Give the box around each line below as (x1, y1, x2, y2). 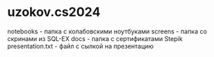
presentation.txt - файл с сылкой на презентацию (7, 42, 154, 50)
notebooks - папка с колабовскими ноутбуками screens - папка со (7, 27, 208, 35)
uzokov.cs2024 (7, 4, 101, 20)
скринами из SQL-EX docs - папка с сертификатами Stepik (7, 34, 183, 42)
